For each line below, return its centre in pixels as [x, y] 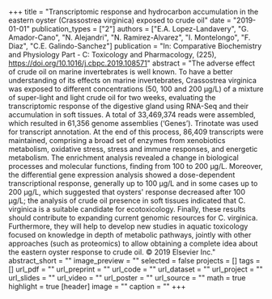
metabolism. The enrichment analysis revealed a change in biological [123, 158]
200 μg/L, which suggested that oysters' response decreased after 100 [127, 192]
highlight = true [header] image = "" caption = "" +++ [97, 286]
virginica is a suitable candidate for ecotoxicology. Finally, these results [127, 209]
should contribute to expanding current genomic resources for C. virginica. [133, 218]
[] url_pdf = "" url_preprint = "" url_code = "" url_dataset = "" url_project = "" [136, 269]
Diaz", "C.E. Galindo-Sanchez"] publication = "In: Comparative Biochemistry [135, 46]
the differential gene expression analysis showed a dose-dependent [122, 175]
